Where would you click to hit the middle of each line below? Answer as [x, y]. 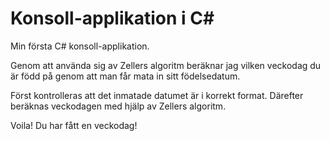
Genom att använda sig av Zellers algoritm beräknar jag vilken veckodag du [166, 65]
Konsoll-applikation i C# [112, 18]
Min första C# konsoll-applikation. [80, 46]
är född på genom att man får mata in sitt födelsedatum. [125, 76]
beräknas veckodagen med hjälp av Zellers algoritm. [118, 106]
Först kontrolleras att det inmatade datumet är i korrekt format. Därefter [157, 95]
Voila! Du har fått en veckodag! [74, 125]
